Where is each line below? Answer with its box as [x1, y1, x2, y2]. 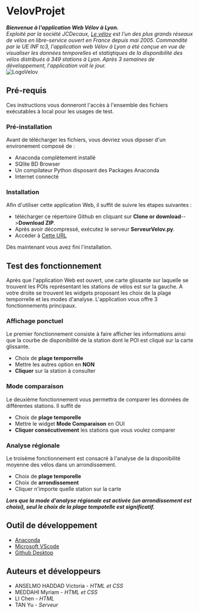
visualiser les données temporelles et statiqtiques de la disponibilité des [6, 49, 183, 56]
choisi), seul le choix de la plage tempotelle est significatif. [6, 503, 155, 510]
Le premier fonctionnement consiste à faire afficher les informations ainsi [6, 330, 186, 338]
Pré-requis [6, 85, 47, 96]
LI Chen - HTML [14, 595, 55, 602]
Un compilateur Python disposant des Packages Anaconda [14, 167, 160, 174]
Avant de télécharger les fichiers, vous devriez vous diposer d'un [6, 136, 166, 144]
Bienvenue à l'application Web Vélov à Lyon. [6, 24, 119, 31]
